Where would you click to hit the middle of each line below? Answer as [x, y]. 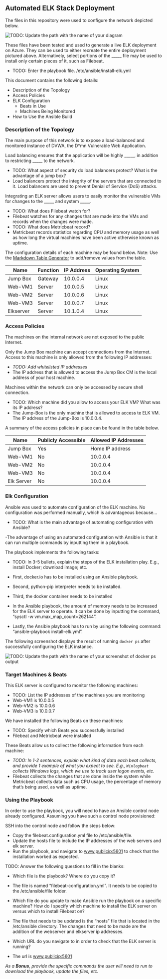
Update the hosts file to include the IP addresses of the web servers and [86, 841]
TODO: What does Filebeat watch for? [51, 211]
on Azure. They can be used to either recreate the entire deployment [76, 50]
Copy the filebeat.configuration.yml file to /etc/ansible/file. [73, 835]
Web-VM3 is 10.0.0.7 [34, 711]
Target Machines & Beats [36, 674]
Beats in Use [33, 106]
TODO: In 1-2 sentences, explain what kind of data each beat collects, [84, 760]
